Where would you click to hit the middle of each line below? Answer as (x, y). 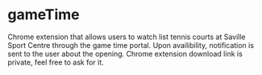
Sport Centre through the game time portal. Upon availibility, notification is (131, 45)
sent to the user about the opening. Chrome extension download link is (125, 53)
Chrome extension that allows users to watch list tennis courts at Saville (127, 37)
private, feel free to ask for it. (56, 62)
